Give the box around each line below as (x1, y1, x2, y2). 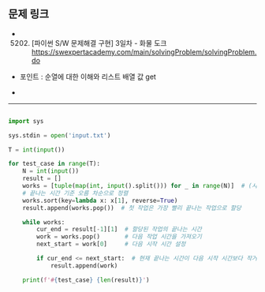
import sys (8, 117, 44, 125)
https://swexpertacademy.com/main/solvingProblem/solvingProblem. (31, 47, 257, 57)
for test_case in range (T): (8, 160, 101, 168)
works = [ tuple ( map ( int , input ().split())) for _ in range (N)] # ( (22, 182, 252, 190)
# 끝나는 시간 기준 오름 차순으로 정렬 (22, 189, 129, 197)
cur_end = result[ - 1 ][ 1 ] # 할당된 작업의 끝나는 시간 (36, 226, 203, 234)
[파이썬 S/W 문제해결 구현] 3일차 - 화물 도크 (31, 38, 167, 47)
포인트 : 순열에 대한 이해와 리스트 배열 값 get (19, 72, 156, 81)
